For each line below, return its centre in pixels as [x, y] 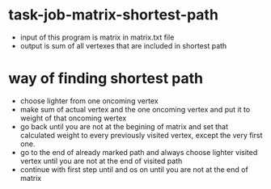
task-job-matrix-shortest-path [113, 15]
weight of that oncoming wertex [73, 118]
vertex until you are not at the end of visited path [101, 161]
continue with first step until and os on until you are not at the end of [134, 169]
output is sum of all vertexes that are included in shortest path [123, 45]
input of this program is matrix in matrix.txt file [97, 37]
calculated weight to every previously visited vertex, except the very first [141, 135]
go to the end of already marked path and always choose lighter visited [139, 152]
